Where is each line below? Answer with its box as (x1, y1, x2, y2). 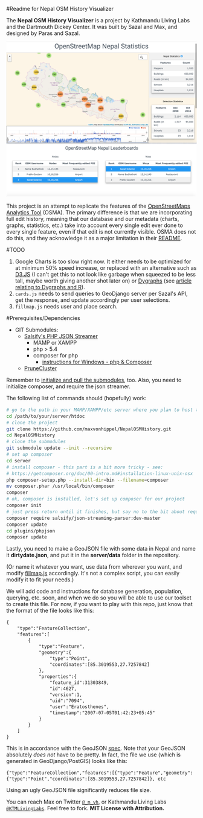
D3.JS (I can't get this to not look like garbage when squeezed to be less (14, 270, 196, 278)
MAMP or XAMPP (33, 339, 77, 346)
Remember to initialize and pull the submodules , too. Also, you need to (6, 376, 182, 383)
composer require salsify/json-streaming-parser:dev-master (6, 515, 161, 521)
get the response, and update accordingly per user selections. (14, 296, 170, 304)
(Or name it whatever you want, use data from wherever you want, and (6, 563, 182, 570)
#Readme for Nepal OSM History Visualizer (6, 5, 114, 12)
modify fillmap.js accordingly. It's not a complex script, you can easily (6, 570, 180, 577)
